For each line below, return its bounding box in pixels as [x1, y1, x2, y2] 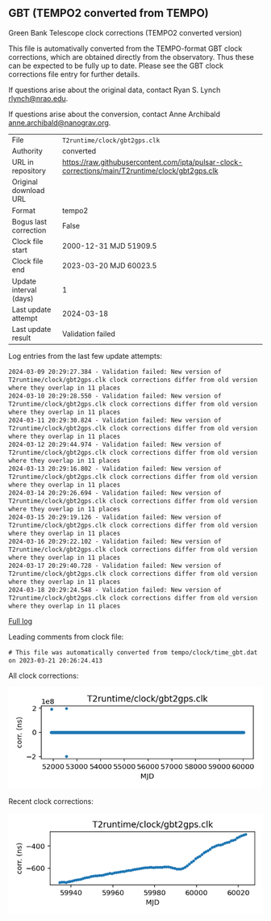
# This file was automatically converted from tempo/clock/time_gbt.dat [8, 648, 258, 657]
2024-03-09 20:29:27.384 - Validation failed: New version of [8, 368, 222, 376]
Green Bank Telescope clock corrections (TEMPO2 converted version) [8, 27, 243, 37]
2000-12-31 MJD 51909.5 [61, 241, 157, 250]
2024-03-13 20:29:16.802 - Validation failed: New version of [8, 465, 222, 473]
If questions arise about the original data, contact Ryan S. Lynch [8, 85, 221, 95]
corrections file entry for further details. [8, 69, 140, 79]
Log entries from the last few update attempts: [8, 351, 163, 360]
